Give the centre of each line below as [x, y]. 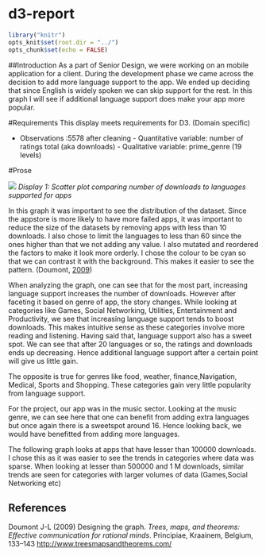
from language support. [47, 393]
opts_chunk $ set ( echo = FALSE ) [58, 50]
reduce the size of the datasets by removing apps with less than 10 [118, 227]
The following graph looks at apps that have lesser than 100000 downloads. [132, 449]
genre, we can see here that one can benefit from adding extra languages [129, 417]
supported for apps [40, 195]
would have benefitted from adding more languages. [94, 434]
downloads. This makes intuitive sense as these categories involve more [127, 327]
